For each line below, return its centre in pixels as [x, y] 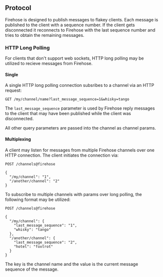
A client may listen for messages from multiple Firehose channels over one [80, 150]
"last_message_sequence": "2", [45, 242]
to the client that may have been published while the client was [68, 114]
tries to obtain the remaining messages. [45, 35]
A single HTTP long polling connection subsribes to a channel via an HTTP [80, 85]
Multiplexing [18, 139]
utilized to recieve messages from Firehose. [49, 64]
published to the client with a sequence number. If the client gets [70, 25]
